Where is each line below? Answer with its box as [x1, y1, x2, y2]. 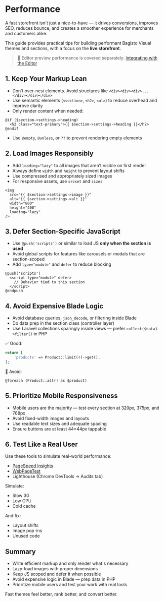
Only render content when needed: [12, 108, 84, 114]
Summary [5, 547, 36, 556]
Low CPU [12, 498, 32, 504]
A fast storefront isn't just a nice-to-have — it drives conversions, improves [5, 20, 158, 26]
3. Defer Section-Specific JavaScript [5, 227, 121, 236]
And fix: [5, 513, 21, 519]
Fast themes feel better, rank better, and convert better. [5, 591, 118, 597]
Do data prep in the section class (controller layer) [12, 320, 115, 326]
